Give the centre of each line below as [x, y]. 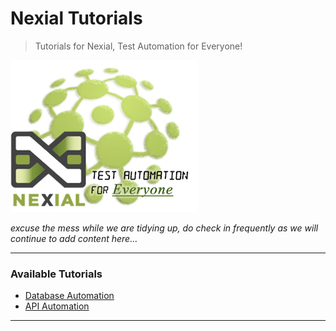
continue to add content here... [74, 238]
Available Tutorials [56, 274]
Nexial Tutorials [76, 18]
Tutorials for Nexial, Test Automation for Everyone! [138, 46]
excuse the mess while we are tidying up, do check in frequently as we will [164, 228]
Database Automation [69, 296]
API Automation [57, 306]
